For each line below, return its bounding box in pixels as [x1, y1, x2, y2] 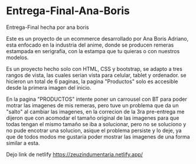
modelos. [6, 54, 29, 61]
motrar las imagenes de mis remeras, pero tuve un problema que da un [6, 101, 179, 109]
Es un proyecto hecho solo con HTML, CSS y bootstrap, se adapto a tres [6, 65, 183, 72]
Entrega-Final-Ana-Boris [6, 4, 130, 18]
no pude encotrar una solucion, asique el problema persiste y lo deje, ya [6, 127, 182, 134]
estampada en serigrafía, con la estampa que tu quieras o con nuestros [6, 47, 180, 54]
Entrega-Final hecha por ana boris [6, 24, 90, 31]
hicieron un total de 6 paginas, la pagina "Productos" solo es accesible [6, 78, 178, 85]
